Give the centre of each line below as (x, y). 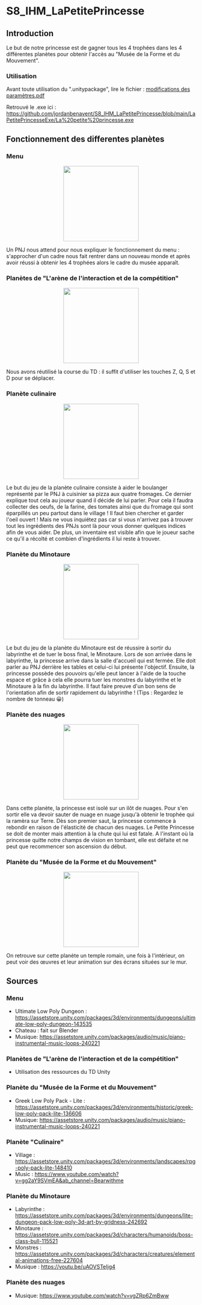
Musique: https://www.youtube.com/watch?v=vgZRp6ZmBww (92, 1295)
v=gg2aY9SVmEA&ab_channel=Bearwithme (69, 1180)
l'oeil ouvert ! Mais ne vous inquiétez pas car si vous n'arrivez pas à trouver (100, 519)
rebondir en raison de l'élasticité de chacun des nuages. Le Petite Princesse (100, 827)
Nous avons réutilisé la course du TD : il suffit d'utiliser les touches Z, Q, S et (101, 372)
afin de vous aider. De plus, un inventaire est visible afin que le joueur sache (100, 532)
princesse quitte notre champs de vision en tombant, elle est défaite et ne (97, 840)
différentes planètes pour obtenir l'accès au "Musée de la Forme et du (93, 54)
